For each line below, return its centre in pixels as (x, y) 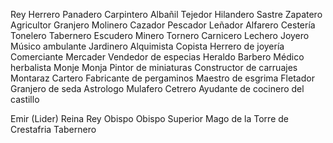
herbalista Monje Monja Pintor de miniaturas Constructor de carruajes (154, 67)
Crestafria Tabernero (53, 129)
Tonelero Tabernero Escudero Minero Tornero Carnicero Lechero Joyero (160, 35)
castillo (25, 99)
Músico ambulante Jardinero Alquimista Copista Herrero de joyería (147, 46)
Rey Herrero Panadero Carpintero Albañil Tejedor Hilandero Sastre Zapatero (166, 14)
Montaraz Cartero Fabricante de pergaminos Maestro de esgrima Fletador (162, 78)
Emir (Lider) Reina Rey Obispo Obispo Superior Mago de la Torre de (149, 118)
